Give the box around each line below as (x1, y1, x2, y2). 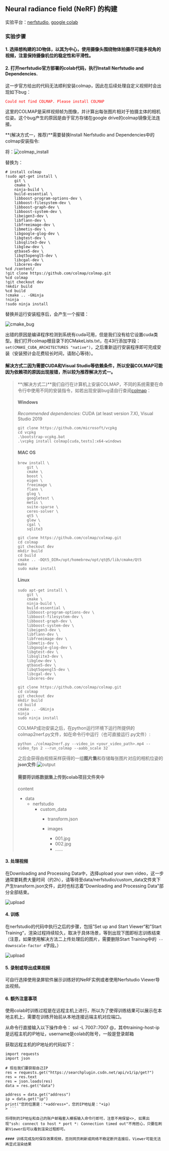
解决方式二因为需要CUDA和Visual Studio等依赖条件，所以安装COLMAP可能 (5, 363, 163, 369)
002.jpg (55, 840, 71, 847)
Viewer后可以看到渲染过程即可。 (9, 1127, 68, 1132)
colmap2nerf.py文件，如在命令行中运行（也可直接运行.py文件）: (17, 731, 151, 737)
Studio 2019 (17, 416, 43, 422)
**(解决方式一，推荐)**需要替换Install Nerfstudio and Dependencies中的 (5, 131, 155, 137)
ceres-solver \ (27, 509, 59, 514)
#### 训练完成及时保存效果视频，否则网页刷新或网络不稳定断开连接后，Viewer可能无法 (5, 1136, 161, 1141)
